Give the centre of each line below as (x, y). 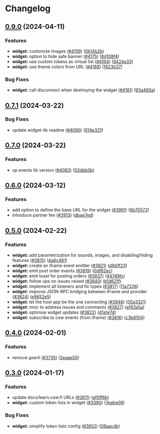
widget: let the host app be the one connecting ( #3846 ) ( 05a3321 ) (79, 302)
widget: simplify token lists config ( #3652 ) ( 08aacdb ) (66, 426)
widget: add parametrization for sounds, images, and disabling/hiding (82, 255)
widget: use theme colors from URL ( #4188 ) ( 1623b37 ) (67, 67)
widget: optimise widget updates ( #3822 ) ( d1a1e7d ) (64, 312)
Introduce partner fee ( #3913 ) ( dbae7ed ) (53, 215)
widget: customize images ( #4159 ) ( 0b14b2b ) (58, 51)
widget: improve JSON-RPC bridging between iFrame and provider (80, 291)
